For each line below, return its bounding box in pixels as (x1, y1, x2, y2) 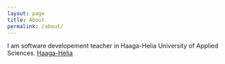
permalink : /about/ (7, 23, 64, 30)
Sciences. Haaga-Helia (7, 49, 73, 57)
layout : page (7, 10, 45, 17)
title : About (7, 17, 45, 23)
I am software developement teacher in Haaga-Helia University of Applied (7, 42, 219, 50)
